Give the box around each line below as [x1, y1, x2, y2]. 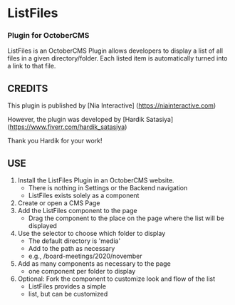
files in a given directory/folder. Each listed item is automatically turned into [7, 54, 228, 63]
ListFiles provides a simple [28, 282, 107, 291]
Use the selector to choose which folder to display [17, 229, 166, 238]
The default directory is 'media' [28, 237, 121, 245]
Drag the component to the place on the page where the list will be [28, 214, 224, 222]
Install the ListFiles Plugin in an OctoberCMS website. [17, 176, 174, 185]
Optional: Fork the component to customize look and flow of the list [17, 274, 216, 283]
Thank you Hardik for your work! [7, 137, 103, 145]
